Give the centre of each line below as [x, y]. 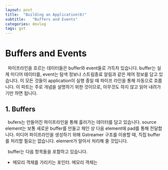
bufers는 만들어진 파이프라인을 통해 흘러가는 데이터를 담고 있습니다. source [82, 122]
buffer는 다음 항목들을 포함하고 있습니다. [47, 151]
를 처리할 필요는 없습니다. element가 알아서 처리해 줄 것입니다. [67, 141]
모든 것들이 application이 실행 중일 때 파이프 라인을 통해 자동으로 [89, 80]
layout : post [19, 10]
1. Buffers [20, 109]
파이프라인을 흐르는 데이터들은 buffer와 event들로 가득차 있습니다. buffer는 [82, 68]
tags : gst [16, 29]
